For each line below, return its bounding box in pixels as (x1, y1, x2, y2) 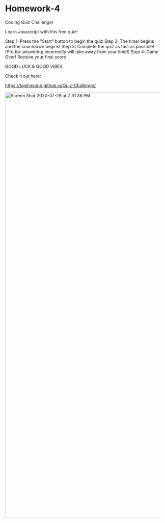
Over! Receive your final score (5, 54, 66, 59)
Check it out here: (5, 73, 42, 79)
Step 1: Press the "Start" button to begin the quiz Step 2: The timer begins (5, 38, 155, 44)
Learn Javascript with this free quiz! (5, 29, 78, 34)
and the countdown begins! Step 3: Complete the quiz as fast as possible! (5, 43, 155, 49)
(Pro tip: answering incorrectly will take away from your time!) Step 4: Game (5, 49, 159, 55)
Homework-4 (5, 3, 60, 14)
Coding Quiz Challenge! (5, 19, 53, 25)
